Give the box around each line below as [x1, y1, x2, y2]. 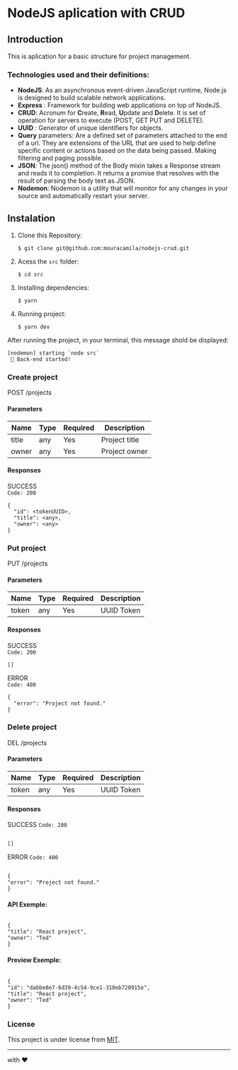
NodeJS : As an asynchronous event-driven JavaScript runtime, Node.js [17, 86, 227, 94]
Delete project [7, 723, 57, 733]
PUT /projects [7, 559, 48, 568]
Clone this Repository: [17, 231, 83, 239]
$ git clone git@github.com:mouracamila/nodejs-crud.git [17, 245, 190, 252]
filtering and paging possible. [17, 154, 103, 163]
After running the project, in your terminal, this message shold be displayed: [7, 336, 229, 345]
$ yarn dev [17, 323, 50, 331]
